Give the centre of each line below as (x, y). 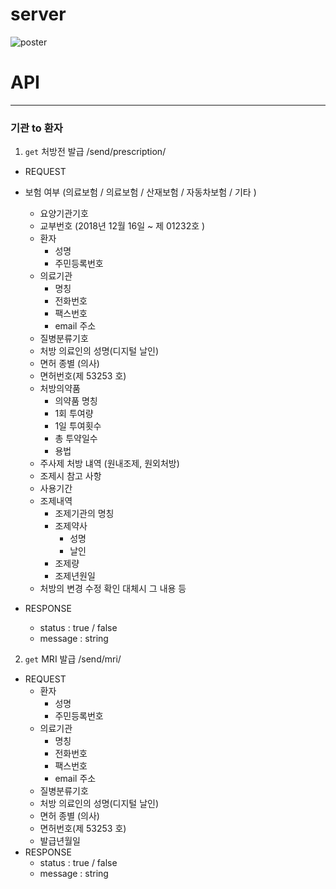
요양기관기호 (64, 214)
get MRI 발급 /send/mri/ (73, 659)
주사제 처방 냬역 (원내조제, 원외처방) (109, 464)
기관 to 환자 (36, 128)
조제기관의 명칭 (84, 514)
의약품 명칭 (76, 401)
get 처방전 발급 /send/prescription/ (95, 152)
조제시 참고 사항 (70, 476)
